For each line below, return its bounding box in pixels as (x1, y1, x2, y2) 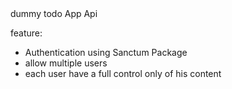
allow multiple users (24, 57, 108, 69)
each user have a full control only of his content (24, 68, 222, 79)
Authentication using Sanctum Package (24, 47, 188, 58)
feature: (10, 27, 43, 39)
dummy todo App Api (10, 8, 98, 19)
